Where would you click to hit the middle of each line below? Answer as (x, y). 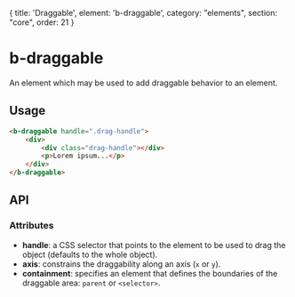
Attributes (32, 226)
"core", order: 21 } (42, 22)
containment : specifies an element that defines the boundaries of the (150, 273)
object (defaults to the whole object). (90, 254)
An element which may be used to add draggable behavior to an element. (144, 83)
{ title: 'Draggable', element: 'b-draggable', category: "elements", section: (144, 13)
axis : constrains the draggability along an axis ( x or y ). (121, 264)
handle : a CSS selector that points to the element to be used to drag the (154, 245)
